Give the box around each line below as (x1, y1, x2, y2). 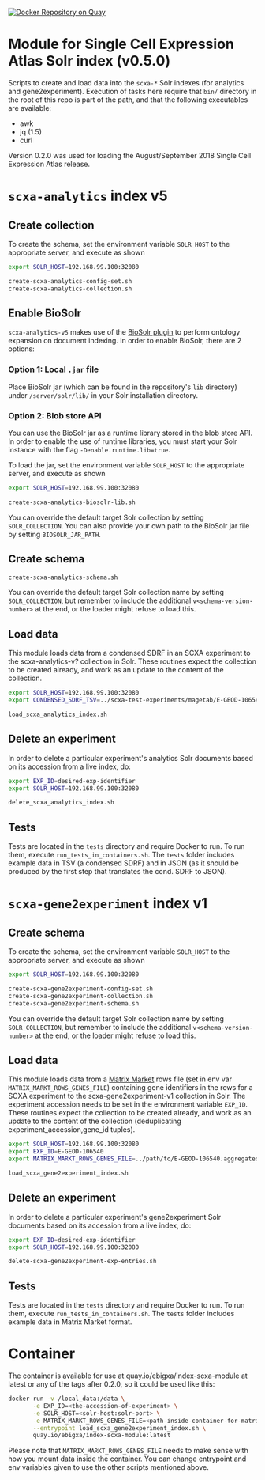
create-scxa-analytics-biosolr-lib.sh (8, 498, 136, 506)
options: (8, 344, 35, 354)
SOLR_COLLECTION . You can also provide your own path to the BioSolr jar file (8, 520, 250, 530)
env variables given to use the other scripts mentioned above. (8, 1463, 209, 1472)
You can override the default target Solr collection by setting (8, 513, 204, 522)
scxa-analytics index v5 (8, 187, 168, 205)
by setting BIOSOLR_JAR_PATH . (8, 529, 101, 539)
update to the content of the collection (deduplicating (8, 1116, 181, 1126)
